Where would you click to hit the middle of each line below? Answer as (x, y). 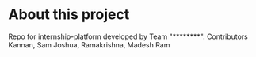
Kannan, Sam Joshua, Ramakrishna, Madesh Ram (89, 44)
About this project (69, 15)
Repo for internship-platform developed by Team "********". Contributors (128, 36)
